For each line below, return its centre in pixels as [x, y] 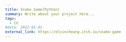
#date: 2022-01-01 [24, 28]
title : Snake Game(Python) [32, 9]
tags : [10, 18]
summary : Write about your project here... [50, 14]
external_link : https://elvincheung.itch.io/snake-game [63, 32]
